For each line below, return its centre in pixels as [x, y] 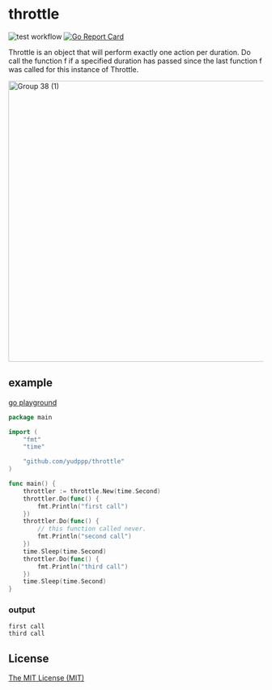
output [22, 610]
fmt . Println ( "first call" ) [83, 506]
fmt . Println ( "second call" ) [85, 537]
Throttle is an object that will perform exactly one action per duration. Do [130, 52]
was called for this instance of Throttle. [74, 69]
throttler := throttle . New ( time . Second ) [92, 491]
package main [30, 417]
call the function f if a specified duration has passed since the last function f [135, 61]
